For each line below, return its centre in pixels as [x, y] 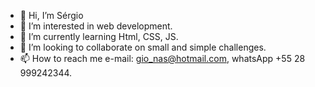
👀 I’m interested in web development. [96, 26]
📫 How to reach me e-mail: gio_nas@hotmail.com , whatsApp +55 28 [162, 58]
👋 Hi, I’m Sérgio [51, 15]
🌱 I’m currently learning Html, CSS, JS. [99, 36]
